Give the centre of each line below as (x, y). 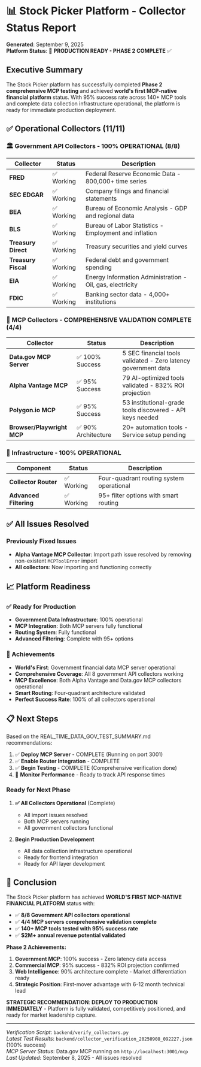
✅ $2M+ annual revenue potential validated (70, 935)
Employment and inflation (121, 233)
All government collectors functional (68, 827)
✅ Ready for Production (41, 607)
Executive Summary (45, 70)
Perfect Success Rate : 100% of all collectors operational (85, 699)
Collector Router (33, 482)
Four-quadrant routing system (141, 478)
